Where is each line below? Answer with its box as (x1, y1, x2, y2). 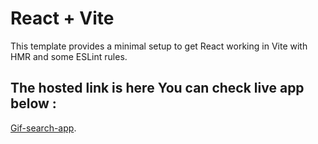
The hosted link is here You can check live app (10, 80, 305, 97)
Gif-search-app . (10, 122, 77, 134)
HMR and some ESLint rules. (10, 50, 128, 62)
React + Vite (10, 7, 115, 30)
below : (10, 95, 57, 112)
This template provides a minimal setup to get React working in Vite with (10, 40, 308, 52)
